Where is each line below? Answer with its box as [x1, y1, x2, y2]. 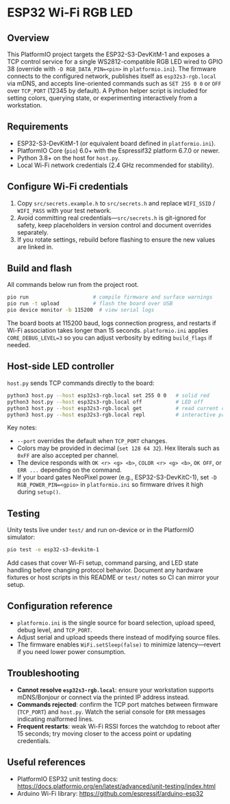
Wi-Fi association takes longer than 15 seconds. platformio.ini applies [7, 327, 209, 335]
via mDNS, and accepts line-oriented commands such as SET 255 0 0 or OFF [7, 79, 222, 87]
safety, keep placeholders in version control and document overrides [16, 221, 212, 229]
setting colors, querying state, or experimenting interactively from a [7, 94, 197, 102]
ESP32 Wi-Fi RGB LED [7, 5, 133, 21]
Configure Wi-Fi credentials [7, 181, 129, 192]
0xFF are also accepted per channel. [16, 451, 119, 460]
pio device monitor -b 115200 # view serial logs [7, 307, 155, 314]
